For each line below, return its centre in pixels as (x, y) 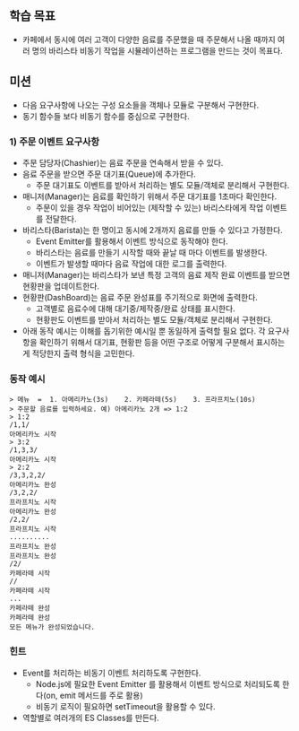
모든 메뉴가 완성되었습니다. (52, 627)
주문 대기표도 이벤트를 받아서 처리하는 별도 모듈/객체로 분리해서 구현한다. (162, 185)
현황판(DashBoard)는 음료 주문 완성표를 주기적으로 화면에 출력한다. (140, 297)
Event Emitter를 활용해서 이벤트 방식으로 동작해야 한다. (132, 241)
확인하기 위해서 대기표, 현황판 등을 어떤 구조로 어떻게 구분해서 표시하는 (162, 342)
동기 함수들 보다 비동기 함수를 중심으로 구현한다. (106, 116)
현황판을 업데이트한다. (61, 286)
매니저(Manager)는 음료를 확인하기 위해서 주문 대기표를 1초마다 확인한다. (149, 196)
